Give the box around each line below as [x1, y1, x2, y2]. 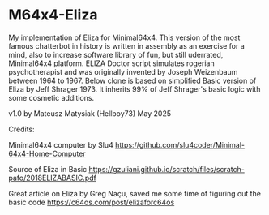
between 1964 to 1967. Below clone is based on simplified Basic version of [8, 75, 257, 85]
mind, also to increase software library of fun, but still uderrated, [8, 49, 224, 59]
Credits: [8, 124, 35, 134]
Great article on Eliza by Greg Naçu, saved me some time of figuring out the [8, 188, 262, 198]
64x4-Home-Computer [8, 148, 87, 158]
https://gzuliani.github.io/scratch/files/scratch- [88, 164, 245, 174]
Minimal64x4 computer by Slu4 [8, 140, 113, 149]
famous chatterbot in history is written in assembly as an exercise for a [8, 41, 245, 50]
